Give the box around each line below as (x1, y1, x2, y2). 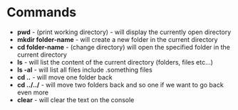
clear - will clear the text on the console (16, 95, 135, 104)
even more (16, 88, 49, 97)
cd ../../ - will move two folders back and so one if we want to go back (16, 80, 224, 89)
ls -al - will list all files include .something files (16, 65, 152, 74)
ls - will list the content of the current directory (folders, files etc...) (16, 57, 213, 66)
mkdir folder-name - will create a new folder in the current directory (16, 35, 218, 43)
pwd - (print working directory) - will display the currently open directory (16, 28, 232, 36)
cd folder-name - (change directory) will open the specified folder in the (16, 43, 231, 51)
